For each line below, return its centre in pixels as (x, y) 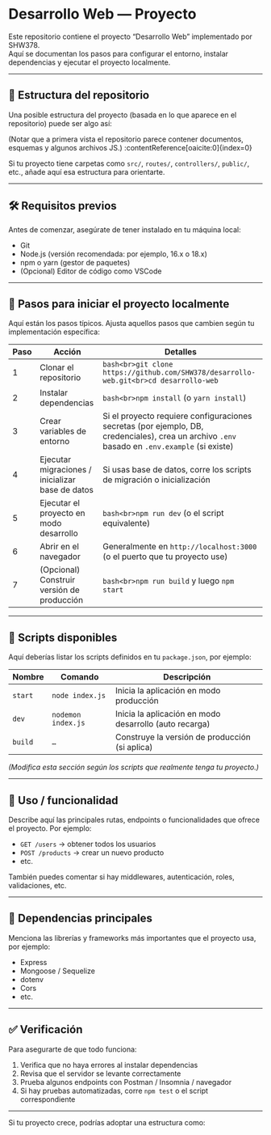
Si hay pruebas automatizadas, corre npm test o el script (114, 1091)
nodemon (67, 715)
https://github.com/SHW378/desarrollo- (179, 373)
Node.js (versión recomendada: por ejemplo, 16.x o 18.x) (114, 254)
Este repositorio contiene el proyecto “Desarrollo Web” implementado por (130, 36)
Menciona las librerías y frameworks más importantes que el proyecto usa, (132, 938)
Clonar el (57, 367)
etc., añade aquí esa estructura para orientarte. (87, 172)
